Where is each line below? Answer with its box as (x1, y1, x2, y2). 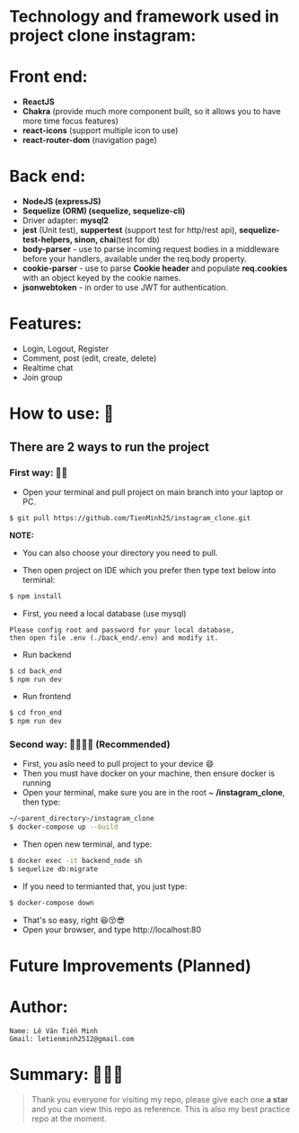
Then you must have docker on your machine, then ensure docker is (22, 768, 276, 779)
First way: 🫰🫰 (9, 466, 68, 479)
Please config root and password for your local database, (9, 625, 235, 634)
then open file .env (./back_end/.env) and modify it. (9, 633, 219, 643)
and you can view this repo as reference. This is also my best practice (31, 1103, 291, 1114)
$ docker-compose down (9, 898, 94, 907)
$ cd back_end (9, 666, 63, 676)
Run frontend (22, 691, 72, 702)
